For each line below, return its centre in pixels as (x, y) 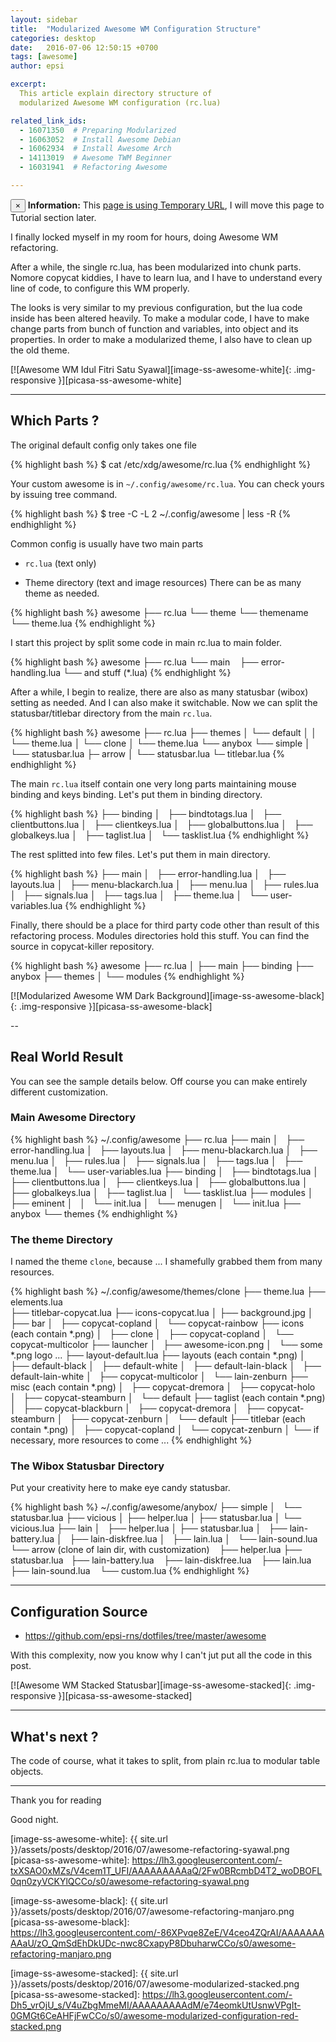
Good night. (34, 1820)
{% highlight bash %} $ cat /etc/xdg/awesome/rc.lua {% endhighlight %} (160, 464)
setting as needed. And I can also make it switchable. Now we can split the (164, 702)
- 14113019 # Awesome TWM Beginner (95, 158)
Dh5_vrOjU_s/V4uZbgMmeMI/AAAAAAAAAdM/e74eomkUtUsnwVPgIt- (156, 2005)
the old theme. (40, 350)
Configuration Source (79, 1611)
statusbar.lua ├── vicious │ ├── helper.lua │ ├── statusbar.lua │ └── (156, 1518)
